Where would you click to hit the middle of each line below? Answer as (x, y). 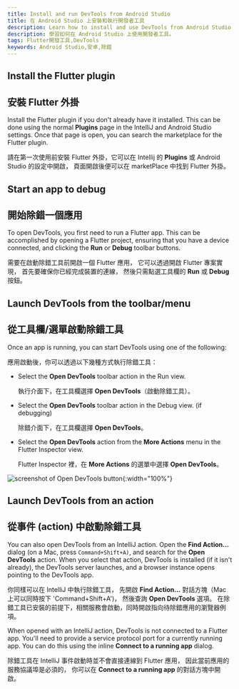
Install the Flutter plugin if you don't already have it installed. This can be (114, 120)
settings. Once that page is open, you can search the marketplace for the (115, 135)
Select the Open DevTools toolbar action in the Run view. (102, 376)
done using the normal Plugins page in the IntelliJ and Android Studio (110, 127)
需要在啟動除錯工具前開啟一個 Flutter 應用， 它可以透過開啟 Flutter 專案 (112, 263)
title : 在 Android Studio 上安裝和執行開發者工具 (76, 21)
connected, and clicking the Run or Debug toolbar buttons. (94, 248)
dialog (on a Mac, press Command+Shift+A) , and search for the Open (106, 552)
